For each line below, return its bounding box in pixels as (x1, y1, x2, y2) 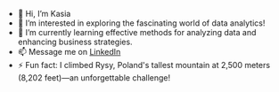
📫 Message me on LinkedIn (17, 47, 121, 57)
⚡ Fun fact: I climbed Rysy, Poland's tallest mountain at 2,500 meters (17, 60, 270, 70)
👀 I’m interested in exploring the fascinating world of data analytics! (17, 18, 266, 28)
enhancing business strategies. (17, 36, 133, 47)
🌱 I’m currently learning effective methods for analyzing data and (17, 27, 257, 37)
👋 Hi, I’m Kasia (17, 9, 71, 19)
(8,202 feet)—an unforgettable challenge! (17, 73, 171, 83)
